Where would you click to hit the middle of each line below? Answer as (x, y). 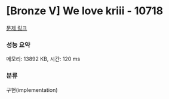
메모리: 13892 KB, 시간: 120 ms (43, 59)
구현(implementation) (32, 90)
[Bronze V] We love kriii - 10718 (84, 11)
